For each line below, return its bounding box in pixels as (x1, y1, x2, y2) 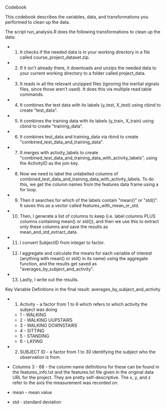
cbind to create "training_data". (19, 123, 83, 129)
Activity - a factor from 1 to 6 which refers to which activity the (19, 301, 148, 307)
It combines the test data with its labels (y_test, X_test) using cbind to (19, 102, 161, 108)
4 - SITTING (19, 328, 45, 333)
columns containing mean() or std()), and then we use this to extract (19, 219, 160, 224)
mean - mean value (12, 390, 52, 395)
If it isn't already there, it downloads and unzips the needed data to (19, 65, 157, 71)
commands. (19, 92, 44, 97)
